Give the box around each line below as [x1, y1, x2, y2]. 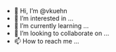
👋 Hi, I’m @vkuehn [13, 7, 68, 15]
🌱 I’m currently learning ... [13, 22, 89, 30]
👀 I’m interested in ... [13, 14, 74, 22]
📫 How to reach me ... [13, 37, 79, 45]
